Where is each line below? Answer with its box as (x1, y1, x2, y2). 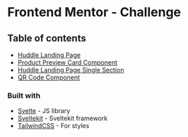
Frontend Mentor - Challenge (7, 4, 182, 20)
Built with (7, 91, 41, 100)
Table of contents (7, 32, 86, 44)
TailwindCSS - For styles (17, 122, 90, 130)
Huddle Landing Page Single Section (17, 66, 124, 74)
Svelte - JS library (17, 107, 71, 115)
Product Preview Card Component (17, 58, 118, 67)
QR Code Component (17, 73, 80, 81)
